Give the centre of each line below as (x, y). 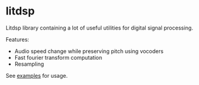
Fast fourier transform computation (58, 57)
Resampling (29, 64)
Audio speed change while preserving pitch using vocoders (89, 51)
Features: (18, 39)
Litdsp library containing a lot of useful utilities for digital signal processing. (99, 28)
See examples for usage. (37, 75)
